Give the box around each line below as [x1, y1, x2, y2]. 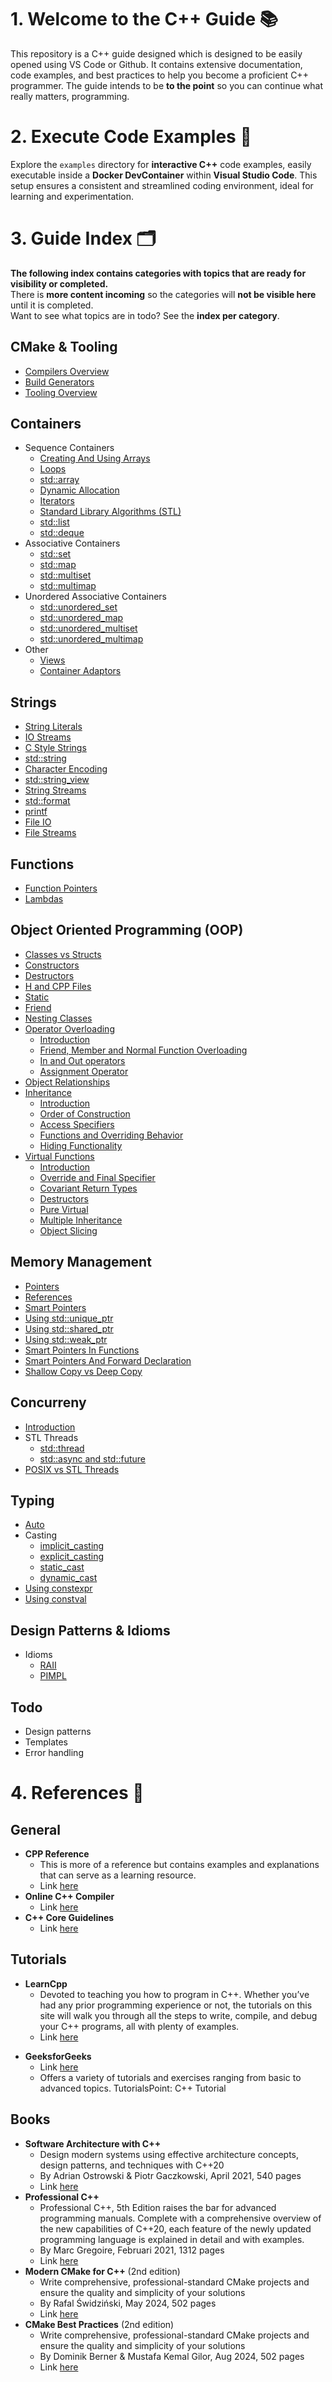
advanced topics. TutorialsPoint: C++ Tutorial [39, 2082, 227, 2094]
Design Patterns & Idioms [10, 1622, 171, 1639]
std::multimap [39, 580, 97, 592]
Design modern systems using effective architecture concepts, [39, 2148, 300, 2160]
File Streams [24, 827, 77, 839]
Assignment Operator [39, 1065, 129, 1077]
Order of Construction [39, 1107, 131, 1120]
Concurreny [10, 1394, 87, 1411]
